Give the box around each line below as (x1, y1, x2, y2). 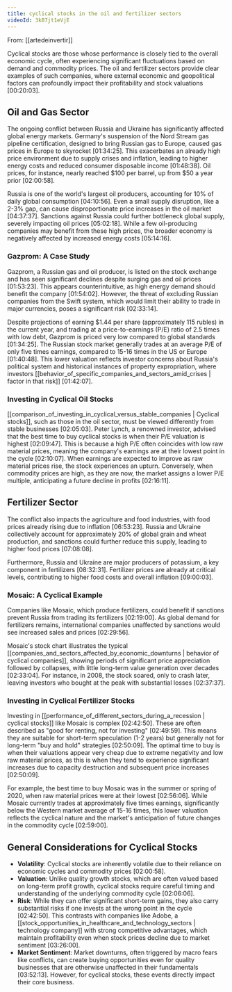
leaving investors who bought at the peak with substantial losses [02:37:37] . (7, 678, 226, 687)
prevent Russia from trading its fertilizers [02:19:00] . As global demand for (7, 613, 220, 622)
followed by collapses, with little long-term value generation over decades (7, 664, 219, 672)
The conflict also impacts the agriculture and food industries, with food (7, 515, 210, 523)
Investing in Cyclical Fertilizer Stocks (7, 696, 135, 706)
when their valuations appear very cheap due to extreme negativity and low (7, 749, 224, 757)
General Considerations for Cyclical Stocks (7, 841, 198, 853)
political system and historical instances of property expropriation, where (7, 362, 217, 371)
